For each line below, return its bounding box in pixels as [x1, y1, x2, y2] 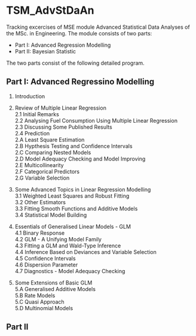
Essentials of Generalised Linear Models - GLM [14, 223, 131, 230]
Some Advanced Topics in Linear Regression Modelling [14, 186, 151, 193]
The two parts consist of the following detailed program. [6, 59, 145, 66]
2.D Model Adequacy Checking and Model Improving [14, 155, 146, 162]
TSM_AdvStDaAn [6, 4, 94, 17]
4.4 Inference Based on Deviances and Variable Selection [14, 248, 157, 255]
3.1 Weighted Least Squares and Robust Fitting [14, 192, 130, 199]
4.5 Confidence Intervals [14, 255, 76, 262]
